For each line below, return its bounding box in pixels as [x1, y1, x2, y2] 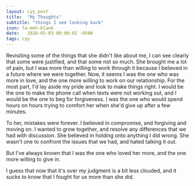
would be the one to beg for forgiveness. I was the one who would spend [6, 96, 183, 103]
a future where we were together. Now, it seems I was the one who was [6, 71, 179, 77]
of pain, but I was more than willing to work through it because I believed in [6, 65, 188, 71]
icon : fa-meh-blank [6, 25, 54, 31]
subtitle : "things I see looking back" [6, 19, 104, 25]
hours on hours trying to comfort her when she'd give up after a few [6, 102, 171, 109]
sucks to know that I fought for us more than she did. [6, 174, 134, 180]
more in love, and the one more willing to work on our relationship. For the [6, 77, 185, 84]
